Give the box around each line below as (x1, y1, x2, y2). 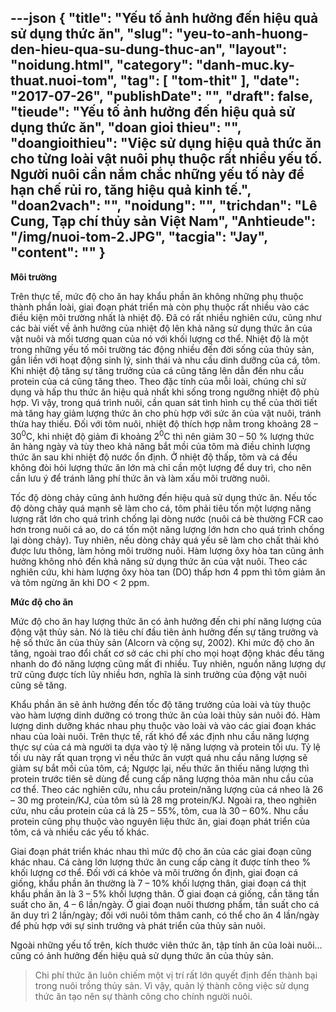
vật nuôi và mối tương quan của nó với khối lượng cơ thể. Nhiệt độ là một (10, 332, 309, 345)
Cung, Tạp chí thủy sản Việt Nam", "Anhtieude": (10, 213, 316, 230)
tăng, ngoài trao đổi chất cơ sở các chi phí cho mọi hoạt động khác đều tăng (10, 647, 325, 660)
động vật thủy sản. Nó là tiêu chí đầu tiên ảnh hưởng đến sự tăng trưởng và (10, 626, 319, 638)
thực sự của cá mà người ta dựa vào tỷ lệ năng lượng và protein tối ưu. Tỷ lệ (10, 741, 321, 753)
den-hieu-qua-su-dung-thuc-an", (10, 41, 226, 58)
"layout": (228, 41, 288, 58)
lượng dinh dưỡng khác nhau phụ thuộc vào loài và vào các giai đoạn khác (10, 720, 317, 732)
